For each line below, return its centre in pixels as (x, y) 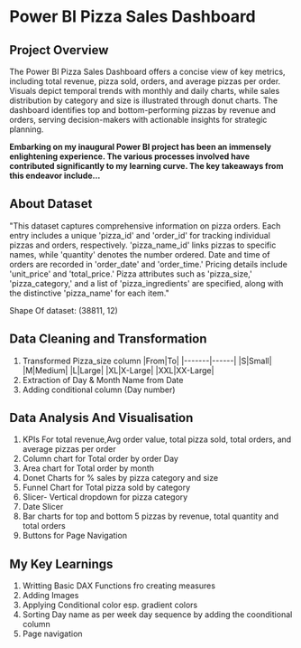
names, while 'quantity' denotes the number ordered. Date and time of (140, 254)
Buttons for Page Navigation (75, 536)
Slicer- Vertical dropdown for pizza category (105, 497)
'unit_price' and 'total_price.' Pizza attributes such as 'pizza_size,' (131, 274)
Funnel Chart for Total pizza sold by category (106, 488)
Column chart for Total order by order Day (100, 459)
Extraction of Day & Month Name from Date (103, 380)
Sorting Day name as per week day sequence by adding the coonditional (157, 615)
